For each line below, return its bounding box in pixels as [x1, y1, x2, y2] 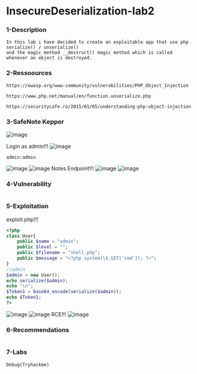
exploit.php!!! [6, 216, 39, 223]
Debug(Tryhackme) [6, 361, 50, 367]
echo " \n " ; [6, 283, 34, 289]
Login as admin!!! [6, 143, 49, 150]
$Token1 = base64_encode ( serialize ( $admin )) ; [6, 289, 122, 295]
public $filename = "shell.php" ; [17, 250, 101, 256]
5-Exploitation [6, 202, 49, 211]
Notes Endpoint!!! [51, 165, 94, 172]
